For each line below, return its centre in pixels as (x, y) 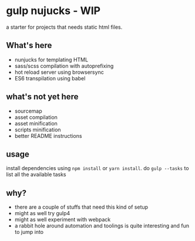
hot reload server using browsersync (59, 72)
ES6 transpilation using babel (50, 78)
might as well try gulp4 (42, 213)
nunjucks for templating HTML (51, 59)
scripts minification (38, 130)
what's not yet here (42, 97)
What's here (29, 45)
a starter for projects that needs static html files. (64, 27)
